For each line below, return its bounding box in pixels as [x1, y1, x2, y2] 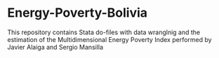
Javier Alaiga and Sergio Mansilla [7, 43, 104, 51]
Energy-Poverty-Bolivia [7, 5, 148, 21]
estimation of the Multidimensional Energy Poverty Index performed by [7, 35, 212, 43]
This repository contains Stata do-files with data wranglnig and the [7, 28, 201, 36]
